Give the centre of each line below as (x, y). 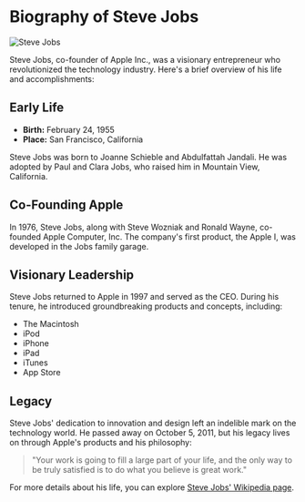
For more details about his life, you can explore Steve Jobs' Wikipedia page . (152, 487)
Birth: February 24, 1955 (69, 129)
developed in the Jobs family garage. (79, 246)
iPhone (36, 343)
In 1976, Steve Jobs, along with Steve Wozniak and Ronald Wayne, (133, 227)
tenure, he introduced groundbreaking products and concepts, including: (146, 306)
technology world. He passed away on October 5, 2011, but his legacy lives (150, 433)
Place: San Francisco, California (83, 139)
